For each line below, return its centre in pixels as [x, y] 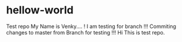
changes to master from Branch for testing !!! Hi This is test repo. [86, 32]
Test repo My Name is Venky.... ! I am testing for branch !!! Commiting [91, 26]
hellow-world [40, 10]
